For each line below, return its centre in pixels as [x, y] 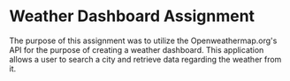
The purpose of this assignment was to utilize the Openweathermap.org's [143, 40]
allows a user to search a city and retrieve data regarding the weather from [145, 59]
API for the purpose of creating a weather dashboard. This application [137, 49]
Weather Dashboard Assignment [132, 16]
